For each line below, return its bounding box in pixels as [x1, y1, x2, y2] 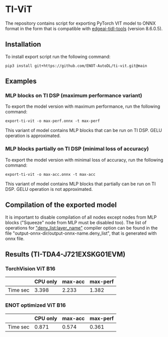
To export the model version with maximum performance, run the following [5, 103, 160, 109]
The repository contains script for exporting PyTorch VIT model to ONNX [5, 20, 156, 26]
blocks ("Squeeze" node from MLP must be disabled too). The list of [5, 219, 147, 225]
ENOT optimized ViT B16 [5, 302, 66, 309]
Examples [5, 77, 37, 86]
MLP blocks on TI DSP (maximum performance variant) [5, 92, 142, 99]
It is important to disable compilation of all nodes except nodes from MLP [5, 214, 157, 220]
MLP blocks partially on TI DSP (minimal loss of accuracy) [5, 145, 149, 152]
